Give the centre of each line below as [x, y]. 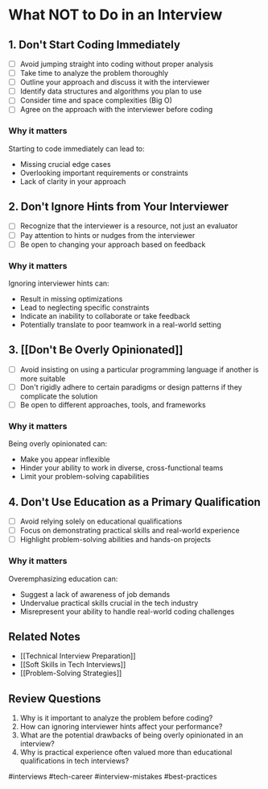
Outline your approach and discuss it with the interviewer [115, 82]
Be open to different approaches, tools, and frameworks [113, 404]
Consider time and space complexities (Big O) [96, 100]
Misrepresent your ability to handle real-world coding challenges [127, 612]
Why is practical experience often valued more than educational [126, 753]
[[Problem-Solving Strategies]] [71, 673]
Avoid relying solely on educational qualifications [101, 521]
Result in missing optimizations [71, 298]
